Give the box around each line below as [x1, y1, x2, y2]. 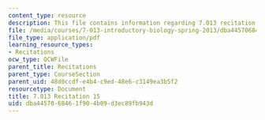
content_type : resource [8, 11, 87, 20]
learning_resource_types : [8, 41, 93, 49]
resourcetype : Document [8, 84, 87, 93]
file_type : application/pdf [8, 33, 101, 42]
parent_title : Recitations [8, 63, 97, 71]
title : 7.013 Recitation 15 [8, 92, 101, 100]
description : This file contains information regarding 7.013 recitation [8, 19, 256, 27]
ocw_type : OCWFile [8, 56, 69, 64]
